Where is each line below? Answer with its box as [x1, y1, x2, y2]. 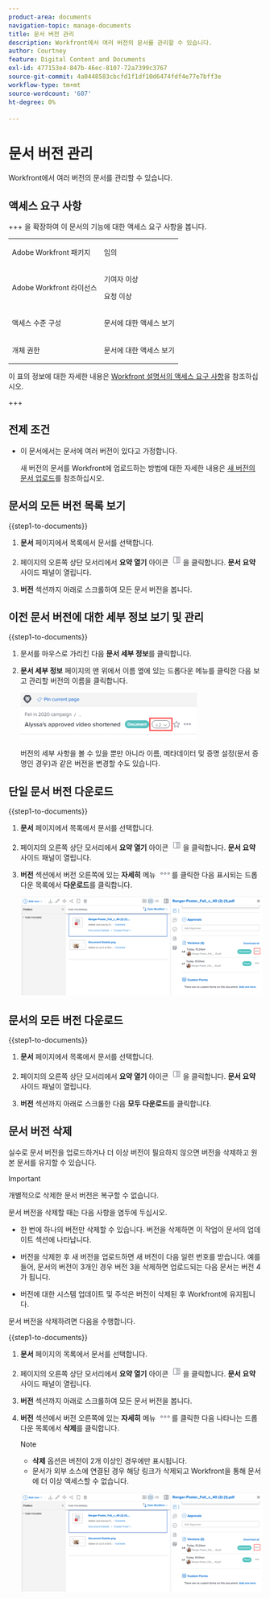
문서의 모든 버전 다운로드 [8, 1013, 123, 1027]
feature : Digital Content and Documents [8, 56, 147, 64]
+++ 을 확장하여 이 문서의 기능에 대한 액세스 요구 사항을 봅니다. [8, 222, 207, 231]
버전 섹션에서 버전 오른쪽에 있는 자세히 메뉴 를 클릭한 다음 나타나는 [19, 1413, 243, 1422]
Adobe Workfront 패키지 [11, 247, 91, 257]
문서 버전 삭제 [8, 1125, 73, 1139]
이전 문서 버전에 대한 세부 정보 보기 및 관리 [8, 610, 204, 624]
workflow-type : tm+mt [8, 81, 81, 89]
